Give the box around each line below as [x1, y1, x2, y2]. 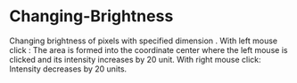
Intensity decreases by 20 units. [9, 64, 128, 74]
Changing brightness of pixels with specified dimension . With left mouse [9, 35, 278, 46]
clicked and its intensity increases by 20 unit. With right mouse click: [9, 54, 261, 64]
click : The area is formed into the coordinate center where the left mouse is [9, 44, 288, 55]
